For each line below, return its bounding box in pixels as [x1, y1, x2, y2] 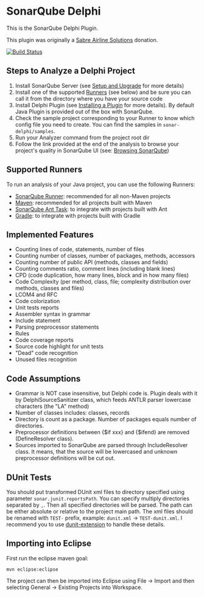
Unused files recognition [15, 356, 77, 363]
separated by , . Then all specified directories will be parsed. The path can [6, 501, 193, 509]
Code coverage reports [15, 337, 74, 344]
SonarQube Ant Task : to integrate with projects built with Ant [15, 206, 167, 213]
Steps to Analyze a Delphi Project [6, 66, 135, 76]
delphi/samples [15, 128, 54, 135]
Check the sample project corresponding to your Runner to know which [15, 114, 195, 121]
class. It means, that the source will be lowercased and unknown [15, 448, 178, 456]
